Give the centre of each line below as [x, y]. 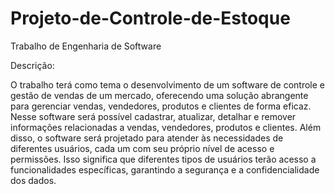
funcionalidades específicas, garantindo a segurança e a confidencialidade [165, 169]
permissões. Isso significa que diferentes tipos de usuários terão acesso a [163, 159]
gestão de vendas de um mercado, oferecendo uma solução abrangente [159, 95]
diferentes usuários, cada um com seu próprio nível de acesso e [142, 148]
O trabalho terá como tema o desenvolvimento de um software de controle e [168, 84]
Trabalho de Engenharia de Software [86, 46]
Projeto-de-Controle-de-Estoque [150, 18]
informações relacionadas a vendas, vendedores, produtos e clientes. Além [166, 127]
